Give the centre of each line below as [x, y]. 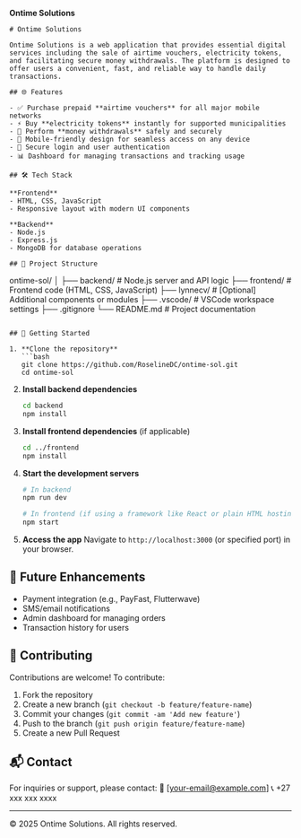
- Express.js [34, 240]
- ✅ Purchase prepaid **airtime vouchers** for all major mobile [134, 108]
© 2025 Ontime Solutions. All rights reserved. [93, 824]
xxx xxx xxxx [33, 799]
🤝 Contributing [51, 655]
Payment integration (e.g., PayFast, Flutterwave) [111, 598]
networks [26, 116]
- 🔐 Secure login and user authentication [90, 147]
